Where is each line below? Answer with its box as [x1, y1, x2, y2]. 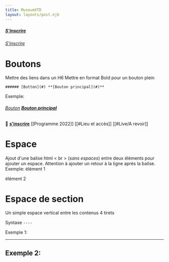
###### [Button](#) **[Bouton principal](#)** [5, 84, 105, 90]
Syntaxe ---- [5, 220, 33, 226]
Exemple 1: [5, 229, 28, 235]
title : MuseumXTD [5, 7, 42, 13]
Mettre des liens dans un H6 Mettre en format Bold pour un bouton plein [5, 75, 155, 81]
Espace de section [5, 193, 84, 204]
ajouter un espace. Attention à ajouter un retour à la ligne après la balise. [5, 160, 156, 167]
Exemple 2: [5, 248, 41, 257]
